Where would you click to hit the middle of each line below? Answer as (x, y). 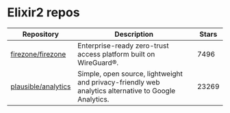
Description (134, 34)
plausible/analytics (41, 86)
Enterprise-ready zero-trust (123, 46)
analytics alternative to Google (127, 91)
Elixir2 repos (43, 13)
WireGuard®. (98, 63)
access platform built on (116, 54)
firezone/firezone (38, 54)
